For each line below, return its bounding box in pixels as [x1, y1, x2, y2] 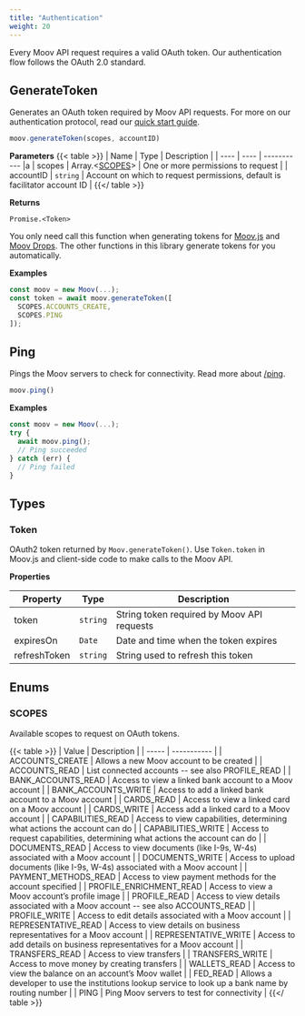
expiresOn [14, 634, 58, 647]
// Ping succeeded [17, 445, 88, 455]
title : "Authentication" [9, 13, 103, 23]
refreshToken [14, 649, 71, 662]
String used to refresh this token [115, 649, 253, 662]
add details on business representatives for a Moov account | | [9, 939, 243, 950]
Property [22, 593, 62, 606]
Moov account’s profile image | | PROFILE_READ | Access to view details [9, 890, 280, 901]
